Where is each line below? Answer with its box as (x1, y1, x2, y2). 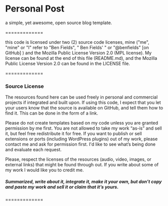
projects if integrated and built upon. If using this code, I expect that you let (5, 99, 161, 106)
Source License (5, 82, 44, 89)
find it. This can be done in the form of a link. (5, 110, 99, 116)
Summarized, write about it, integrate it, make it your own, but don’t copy (5, 178, 162, 184)
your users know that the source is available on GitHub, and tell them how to (5, 105, 163, 111)
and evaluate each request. (5, 147, 62, 153)
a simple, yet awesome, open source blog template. (5, 20, 112, 26)
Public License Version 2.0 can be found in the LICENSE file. (5, 60, 130, 66)
